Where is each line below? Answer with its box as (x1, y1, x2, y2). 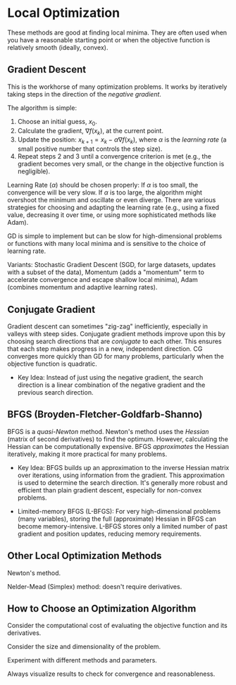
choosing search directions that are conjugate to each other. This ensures (7, 337, 222, 345)
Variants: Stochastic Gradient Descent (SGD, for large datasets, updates (7, 261, 216, 269)
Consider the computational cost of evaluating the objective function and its (7, 622, 228, 630)
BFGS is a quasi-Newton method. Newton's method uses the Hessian (7, 427, 209, 436)
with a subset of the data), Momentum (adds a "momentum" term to (7, 268, 204, 276)
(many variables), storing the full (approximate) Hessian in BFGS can (17, 514, 217, 523)
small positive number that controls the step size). (17, 144, 163, 153)
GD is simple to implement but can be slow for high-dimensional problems (7, 232, 223, 240)
